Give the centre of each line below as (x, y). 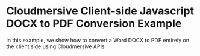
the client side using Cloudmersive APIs (55, 46)
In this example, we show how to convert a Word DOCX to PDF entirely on (98, 40)
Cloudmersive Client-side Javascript (100, 11)
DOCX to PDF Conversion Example (94, 24)
